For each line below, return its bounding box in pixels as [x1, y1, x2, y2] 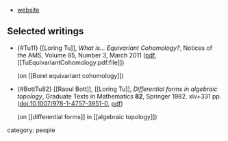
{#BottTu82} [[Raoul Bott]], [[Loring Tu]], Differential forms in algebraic [16, 85, 218, 93]
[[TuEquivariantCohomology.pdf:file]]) [16, 58, 125, 66]
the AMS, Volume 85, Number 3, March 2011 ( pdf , [16, 51, 157, 59]
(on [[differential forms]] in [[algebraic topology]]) [16, 112, 157, 120]
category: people [7, 126, 56, 134]
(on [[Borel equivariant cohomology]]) [16, 71, 125, 79]
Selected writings [7, 25, 84, 37]
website [16, 6, 40, 14]
